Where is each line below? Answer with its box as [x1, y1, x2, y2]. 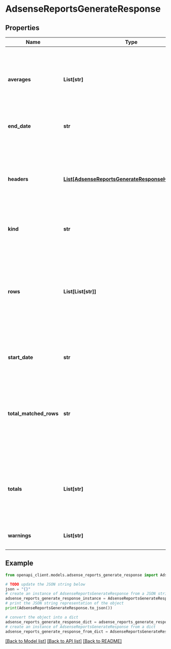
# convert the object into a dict [5, 614, 79, 620]
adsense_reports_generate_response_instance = [5, 596, 106, 601]
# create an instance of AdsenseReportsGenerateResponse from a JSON [5, 591, 156, 596]
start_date [8, 354, 34, 361]
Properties [5, 24, 40, 32]
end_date [8, 123, 32, 129]
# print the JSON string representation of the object [5, 601, 124, 606]
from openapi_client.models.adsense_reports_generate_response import [5, 572, 158, 577]
